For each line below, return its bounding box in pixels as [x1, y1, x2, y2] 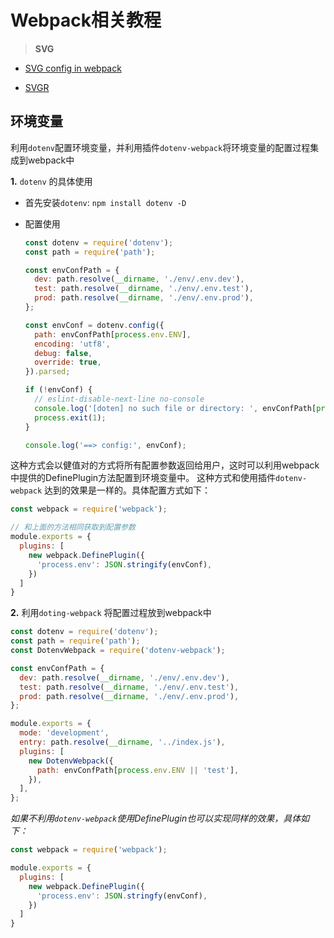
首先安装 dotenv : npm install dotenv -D [24, 196, 187, 208]
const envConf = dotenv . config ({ [24, 320, 165, 330]
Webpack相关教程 [10, 9, 162, 32]
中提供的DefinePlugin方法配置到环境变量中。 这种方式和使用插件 [10, 472, 277, 484]
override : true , [34, 357, 102, 368]
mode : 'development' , [19, 728, 110, 738]
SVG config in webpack [24, 62, 122, 74]
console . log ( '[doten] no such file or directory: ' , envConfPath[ [34, 403, 317, 413]
